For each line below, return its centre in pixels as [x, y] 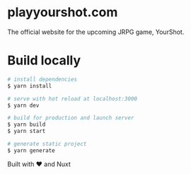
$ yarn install [30, 86]
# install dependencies [42, 79]
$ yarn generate [31, 150]
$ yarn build [27, 124]
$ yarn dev [23, 105]
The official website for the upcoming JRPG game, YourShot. [96, 32]
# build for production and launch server [71, 118]
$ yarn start [27, 132]
